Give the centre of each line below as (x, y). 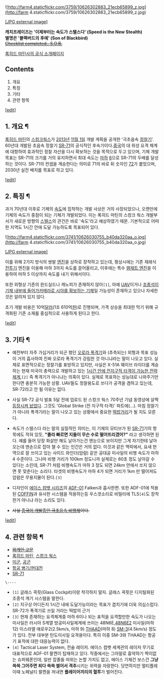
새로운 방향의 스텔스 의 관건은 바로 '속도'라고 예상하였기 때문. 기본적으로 (82, 221)
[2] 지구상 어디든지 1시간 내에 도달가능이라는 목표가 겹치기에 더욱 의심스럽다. (85, 605)
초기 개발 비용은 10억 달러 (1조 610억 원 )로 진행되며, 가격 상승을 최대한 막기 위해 (79, 307)
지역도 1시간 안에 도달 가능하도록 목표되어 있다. (55, 227)
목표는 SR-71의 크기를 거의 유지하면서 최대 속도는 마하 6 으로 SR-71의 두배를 (77, 158)
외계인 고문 (23, 550)
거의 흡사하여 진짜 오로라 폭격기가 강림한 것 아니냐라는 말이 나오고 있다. (85, 359)
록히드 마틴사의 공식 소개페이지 (35, 54)
